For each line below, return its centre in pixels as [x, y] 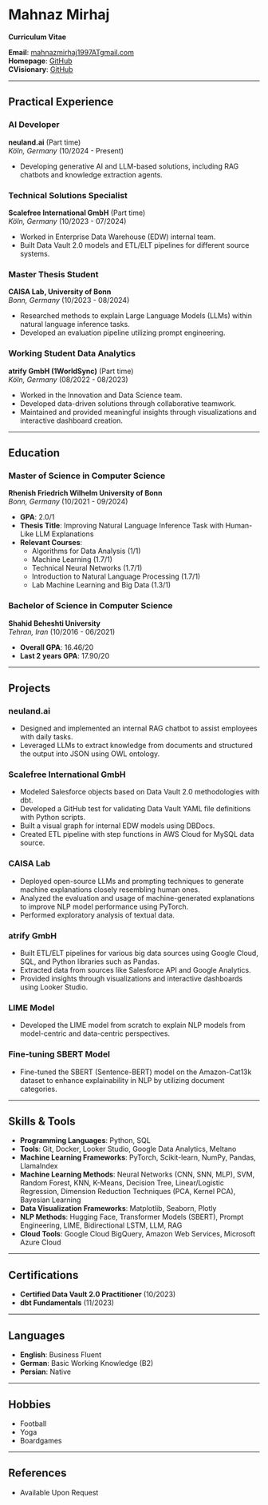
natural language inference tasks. [75, 324]
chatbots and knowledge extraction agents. [91, 174]
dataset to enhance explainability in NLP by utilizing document [122, 1080]
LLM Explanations [65, 534]
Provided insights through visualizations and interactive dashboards [131, 979]
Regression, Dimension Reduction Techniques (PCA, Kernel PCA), [128, 1192]
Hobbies [30, 1404]
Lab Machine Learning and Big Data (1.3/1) [101, 585]
